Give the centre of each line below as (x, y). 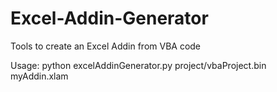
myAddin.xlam (39, 76)
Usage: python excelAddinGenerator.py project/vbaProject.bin (138, 65)
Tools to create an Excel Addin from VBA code (106, 46)
